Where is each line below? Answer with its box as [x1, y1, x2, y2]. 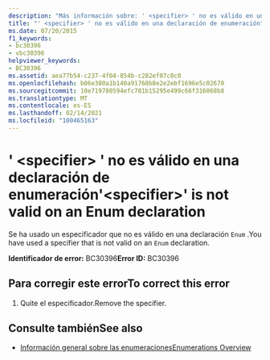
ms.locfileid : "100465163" [8, 117, 99, 125]
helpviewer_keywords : [8, 57, 81, 65]
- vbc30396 [8, 49, 45, 57]
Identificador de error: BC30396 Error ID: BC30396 [8, 253, 179, 263]
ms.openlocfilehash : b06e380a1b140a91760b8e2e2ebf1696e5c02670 [8, 79, 225, 87]
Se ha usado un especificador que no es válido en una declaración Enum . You [8, 229, 262, 238]
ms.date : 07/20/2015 [8, 27, 78, 35]
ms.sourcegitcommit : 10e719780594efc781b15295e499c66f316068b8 [8, 86, 225, 95]
